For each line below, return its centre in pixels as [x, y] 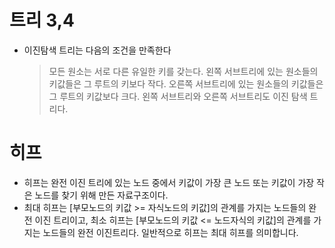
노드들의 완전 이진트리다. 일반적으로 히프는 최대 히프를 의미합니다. [170, 232]
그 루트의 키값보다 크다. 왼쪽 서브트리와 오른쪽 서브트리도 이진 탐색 [178, 96]
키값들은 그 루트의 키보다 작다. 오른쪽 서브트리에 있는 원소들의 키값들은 [186, 83]
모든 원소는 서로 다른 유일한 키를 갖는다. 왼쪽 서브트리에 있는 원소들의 [183, 71]
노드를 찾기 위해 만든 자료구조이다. [101, 195]
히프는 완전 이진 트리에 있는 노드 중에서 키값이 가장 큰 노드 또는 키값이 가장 [169, 182]
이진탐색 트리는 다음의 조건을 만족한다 [97, 50]
